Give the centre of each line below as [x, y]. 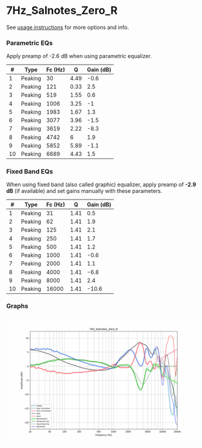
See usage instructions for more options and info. [68, 27]
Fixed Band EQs [30, 171]
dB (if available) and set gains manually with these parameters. [84, 191]
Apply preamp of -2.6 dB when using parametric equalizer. [79, 56]
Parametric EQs [30, 43]
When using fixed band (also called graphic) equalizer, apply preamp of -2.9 [101, 184]
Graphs [17, 306]
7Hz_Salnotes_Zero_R [62, 11]
